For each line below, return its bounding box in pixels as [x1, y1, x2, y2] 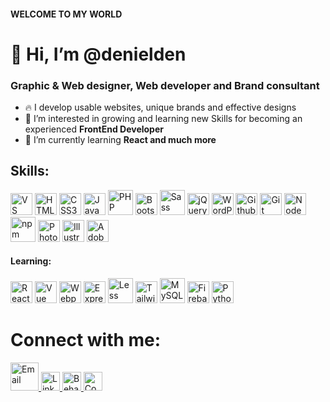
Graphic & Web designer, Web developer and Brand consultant [10, 78, 320, 92]
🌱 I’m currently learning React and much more [24, 134, 217, 146]
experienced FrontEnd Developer [24, 123, 164, 135]
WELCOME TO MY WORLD [10, 8, 123, 20]
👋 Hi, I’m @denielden [10, 43, 187, 65]
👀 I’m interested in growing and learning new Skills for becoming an [24, 113, 303, 125]
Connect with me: [10, 329, 162, 352]
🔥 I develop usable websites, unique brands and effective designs [24, 101, 297, 114]
